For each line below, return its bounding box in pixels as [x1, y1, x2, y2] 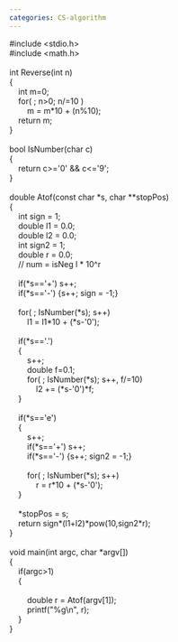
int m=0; [17, 86, 49, 97]
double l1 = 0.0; [17, 220, 76, 231]
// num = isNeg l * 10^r [17, 258, 102, 269]
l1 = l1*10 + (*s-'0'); [26, 316, 101, 327]
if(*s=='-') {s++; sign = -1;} [17, 287, 119, 298]
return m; [17, 115, 52, 126]
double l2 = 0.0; [17, 229, 77, 240]
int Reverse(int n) [9, 67, 74, 78]
